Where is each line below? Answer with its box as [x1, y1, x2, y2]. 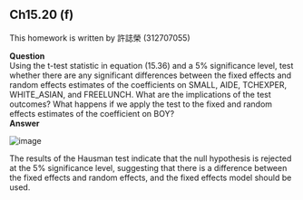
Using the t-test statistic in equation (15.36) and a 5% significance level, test [9, 60, 294, 71]
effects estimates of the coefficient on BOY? [9, 108, 175, 119]
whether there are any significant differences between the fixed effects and [9, 70, 292, 81]
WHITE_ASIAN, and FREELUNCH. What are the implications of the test [9, 89, 272, 100]
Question [9, 50, 45, 62]
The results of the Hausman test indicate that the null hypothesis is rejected [9, 153, 292, 164]
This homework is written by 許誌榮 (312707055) [9, 32, 191, 43]
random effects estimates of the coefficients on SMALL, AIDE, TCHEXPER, [9, 79, 288, 90]
